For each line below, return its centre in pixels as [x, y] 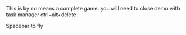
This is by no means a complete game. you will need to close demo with [93, 8]
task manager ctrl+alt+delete [41, 15]
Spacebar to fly [25, 26]
